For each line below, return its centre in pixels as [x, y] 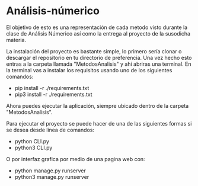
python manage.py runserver [50, 171]
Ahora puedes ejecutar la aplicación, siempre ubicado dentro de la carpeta [98, 105]
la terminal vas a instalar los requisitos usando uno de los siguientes [89, 70]
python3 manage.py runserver [52, 177]
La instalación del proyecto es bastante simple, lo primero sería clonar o [94, 51]
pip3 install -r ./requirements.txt [54, 94]
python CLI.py [32, 141]
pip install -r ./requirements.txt [52, 88]
